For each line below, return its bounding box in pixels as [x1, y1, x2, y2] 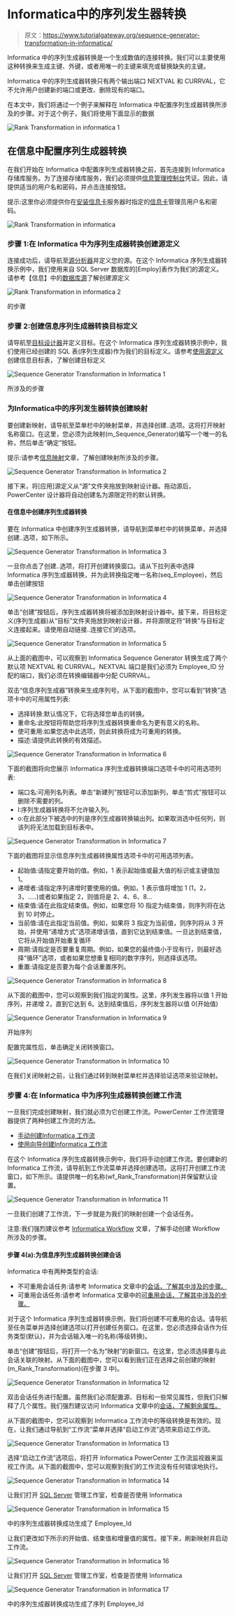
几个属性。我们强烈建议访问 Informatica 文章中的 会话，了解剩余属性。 [19, 1402, 222, 1410]
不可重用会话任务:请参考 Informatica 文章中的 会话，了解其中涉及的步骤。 [17, 1282, 227, 1291]
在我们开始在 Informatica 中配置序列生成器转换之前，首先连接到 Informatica [7, 165, 225, 174]
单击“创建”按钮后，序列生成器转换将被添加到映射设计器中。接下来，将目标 [7, 607, 222, 616]
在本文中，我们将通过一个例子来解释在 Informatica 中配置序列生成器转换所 [7, 100, 222, 108]
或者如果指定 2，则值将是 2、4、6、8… [38, 892, 152, 901]
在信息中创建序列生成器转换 [7, 508, 87, 516]
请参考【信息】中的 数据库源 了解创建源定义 [7, 274, 130, 282]
